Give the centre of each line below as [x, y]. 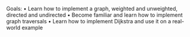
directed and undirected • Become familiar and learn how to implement [94, 15]
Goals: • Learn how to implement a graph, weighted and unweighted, [92, 9]
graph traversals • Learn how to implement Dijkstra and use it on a [89, 21]
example [32, 27]
